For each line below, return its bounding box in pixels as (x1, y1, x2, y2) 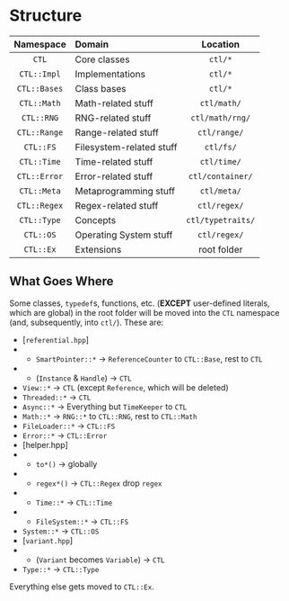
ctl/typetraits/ (186, 215, 256, 225)
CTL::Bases (16, 83, 64, 94)
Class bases (74, 82, 127, 94)
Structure (9, 5, 83, 26)
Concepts (74, 213, 117, 226)
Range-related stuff (74, 126, 160, 139)
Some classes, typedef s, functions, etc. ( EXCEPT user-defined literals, (9, 298, 271, 309)
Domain (74, 38, 109, 50)
